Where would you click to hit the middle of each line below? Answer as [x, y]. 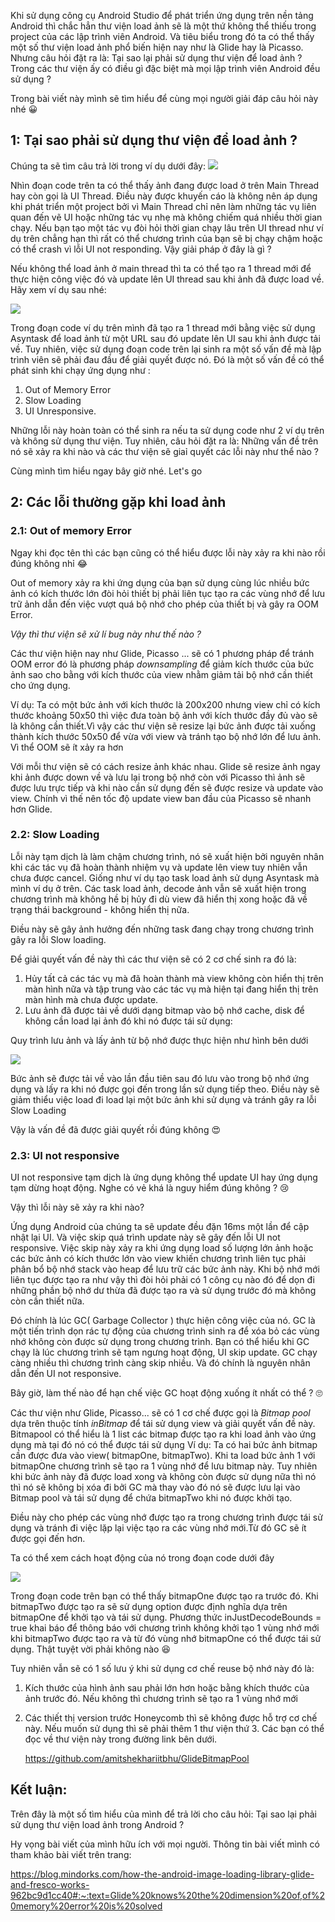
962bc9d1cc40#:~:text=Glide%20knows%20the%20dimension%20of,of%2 [167, 1895]
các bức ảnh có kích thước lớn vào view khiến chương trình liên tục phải [158, 1259]
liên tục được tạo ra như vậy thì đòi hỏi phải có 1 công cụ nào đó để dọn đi [162, 1280]
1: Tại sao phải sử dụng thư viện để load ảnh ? [154, 140]
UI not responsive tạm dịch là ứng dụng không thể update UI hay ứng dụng [164, 1177]
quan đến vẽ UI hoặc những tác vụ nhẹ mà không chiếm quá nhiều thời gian [166, 217]
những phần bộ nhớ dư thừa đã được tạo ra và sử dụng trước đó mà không [163, 1291]
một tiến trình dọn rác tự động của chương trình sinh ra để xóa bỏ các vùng [165, 1331]
